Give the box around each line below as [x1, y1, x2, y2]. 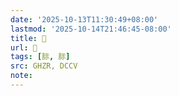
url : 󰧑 [10, 42, 38, 53]
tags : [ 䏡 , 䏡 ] [10, 52, 71, 62]
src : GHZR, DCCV [10, 61, 78, 71]
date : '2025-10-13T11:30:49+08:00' [10, 14, 159, 25]
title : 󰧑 [10, 33, 47, 43]
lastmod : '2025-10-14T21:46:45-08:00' [10, 24, 172, 34]
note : [10, 71, 33, 81]
